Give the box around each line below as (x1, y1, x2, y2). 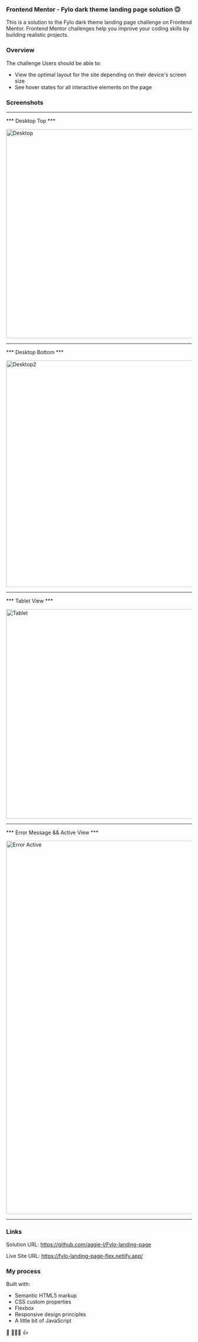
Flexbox (14, 1305, 34, 1312)
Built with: (6, 1281, 31, 1288)
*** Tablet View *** (6, 597, 53, 604)
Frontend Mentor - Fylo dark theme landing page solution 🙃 (6, 5, 181, 14)
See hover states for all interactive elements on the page (14, 83, 152, 90)
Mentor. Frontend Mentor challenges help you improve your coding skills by (6, 25, 190, 32)
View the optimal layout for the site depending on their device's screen (14, 71, 187, 78)
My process (6, 1268, 41, 1276)
